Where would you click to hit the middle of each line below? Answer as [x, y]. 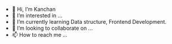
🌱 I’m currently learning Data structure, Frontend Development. [89, 22]
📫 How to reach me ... [39, 35]
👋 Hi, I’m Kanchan [33, 9]
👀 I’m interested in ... [37, 15]
